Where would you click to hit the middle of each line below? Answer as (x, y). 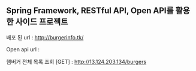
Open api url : (23, 49)
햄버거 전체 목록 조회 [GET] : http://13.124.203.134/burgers (76, 61)
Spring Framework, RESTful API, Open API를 (90, 11)
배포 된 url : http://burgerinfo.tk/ (45, 37)
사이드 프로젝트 (42, 22)
